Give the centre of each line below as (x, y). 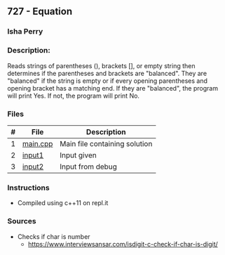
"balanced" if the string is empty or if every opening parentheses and (108, 81)
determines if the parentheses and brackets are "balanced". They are (107, 73)
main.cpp (37, 143)
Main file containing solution (106, 143)
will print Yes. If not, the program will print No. (74, 96)
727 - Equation (40, 12)
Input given (78, 155)
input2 (33, 166)
